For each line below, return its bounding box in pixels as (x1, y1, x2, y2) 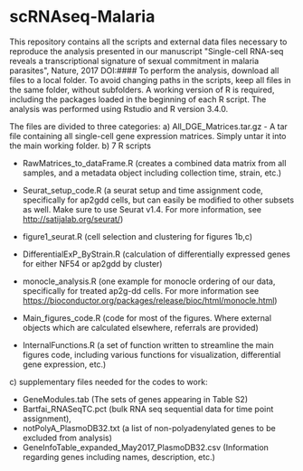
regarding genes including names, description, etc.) (22, 451, 215, 462)
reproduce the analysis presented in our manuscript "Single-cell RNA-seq (9, 45, 284, 56)
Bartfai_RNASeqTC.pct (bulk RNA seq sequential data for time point (22, 403, 274, 414)
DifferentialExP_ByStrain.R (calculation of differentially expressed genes (22, 249, 291, 259)
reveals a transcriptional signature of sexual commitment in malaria (9, 55, 260, 66)
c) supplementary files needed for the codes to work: (9, 376, 208, 387)
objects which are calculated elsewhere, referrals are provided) (22, 322, 260, 333)
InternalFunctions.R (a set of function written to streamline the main (22, 339, 274, 350)
